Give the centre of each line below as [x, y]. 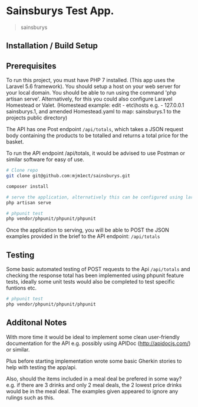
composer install [27, 186]
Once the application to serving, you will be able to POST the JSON [88, 230]
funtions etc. [22, 288]
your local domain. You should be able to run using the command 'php [91, 93]
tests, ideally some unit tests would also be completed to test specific [90, 282]
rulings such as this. [30, 398]
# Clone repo [22, 170]
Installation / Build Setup [52, 46]
